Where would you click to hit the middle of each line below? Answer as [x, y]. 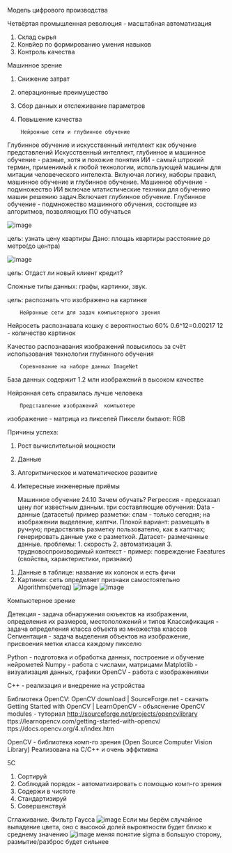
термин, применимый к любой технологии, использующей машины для [114, 167]
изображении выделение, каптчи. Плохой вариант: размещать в [114, 522]
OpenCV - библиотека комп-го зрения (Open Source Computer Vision [110, 742]
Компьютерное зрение [41, 601]
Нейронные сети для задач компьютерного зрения [90, 313]
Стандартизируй [42, 799]
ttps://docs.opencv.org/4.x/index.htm [61, 728]
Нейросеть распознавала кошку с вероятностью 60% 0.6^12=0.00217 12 [115, 326]
